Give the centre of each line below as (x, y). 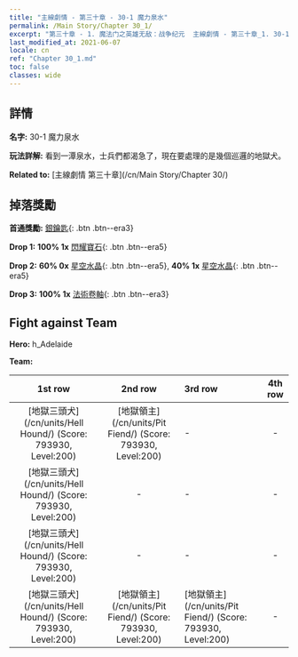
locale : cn (29, 51)
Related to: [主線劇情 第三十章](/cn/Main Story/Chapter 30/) (119, 174)
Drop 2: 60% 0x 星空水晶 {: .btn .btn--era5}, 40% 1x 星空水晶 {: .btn (132, 266)
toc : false (29, 68)
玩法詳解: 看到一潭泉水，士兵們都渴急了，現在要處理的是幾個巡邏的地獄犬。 (148, 156)
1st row (54, 389)
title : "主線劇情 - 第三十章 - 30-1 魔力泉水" (89, 17)
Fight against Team (63, 322)
